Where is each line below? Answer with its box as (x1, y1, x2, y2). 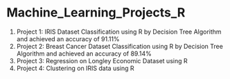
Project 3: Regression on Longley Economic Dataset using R (16, 56, 188, 65)
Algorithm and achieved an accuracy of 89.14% (16, 49, 152, 58)
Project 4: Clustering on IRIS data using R (16, 64, 134, 72)
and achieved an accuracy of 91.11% (16, 34, 120, 43)
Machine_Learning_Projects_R (6, 5, 186, 21)
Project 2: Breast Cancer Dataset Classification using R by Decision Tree (16, 42, 223, 50)
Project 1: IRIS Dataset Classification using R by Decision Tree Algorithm (16, 27, 222, 36)
